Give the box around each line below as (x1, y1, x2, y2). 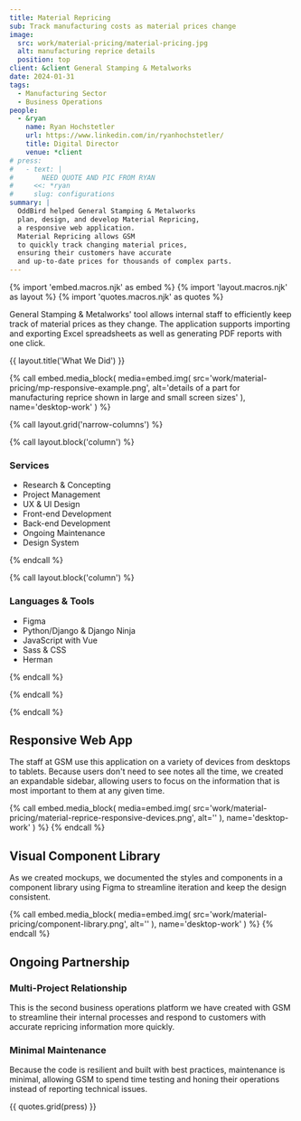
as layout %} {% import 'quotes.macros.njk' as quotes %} (9, 291, 224, 302)
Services (9, 458, 50, 471)
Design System (22, 537, 80, 548)
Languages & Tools (9, 595, 95, 608)
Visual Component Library (9, 848, 161, 863)
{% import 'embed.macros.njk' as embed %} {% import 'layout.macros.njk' (9, 282, 287, 292)
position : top (17, 55, 71, 64)
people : (9, 106, 39, 115)
